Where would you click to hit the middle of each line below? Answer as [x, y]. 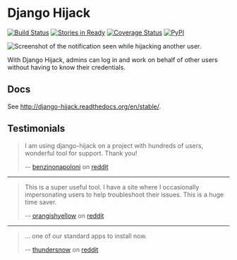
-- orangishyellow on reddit [64, 216]
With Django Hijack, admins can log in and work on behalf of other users [113, 60]
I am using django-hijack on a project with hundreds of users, [114, 145]
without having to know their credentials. [66, 67]
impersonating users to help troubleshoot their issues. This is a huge [124, 194]
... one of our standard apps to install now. [86, 236]
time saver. [41, 202]
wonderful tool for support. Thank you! [81, 153]
